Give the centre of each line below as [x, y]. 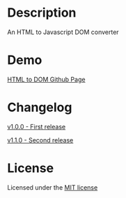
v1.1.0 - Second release [40, 140]
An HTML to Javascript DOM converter [63, 32]
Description [42, 13]
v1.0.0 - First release [37, 126]
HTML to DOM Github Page [46, 79]
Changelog [40, 107]
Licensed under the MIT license [53, 187]
